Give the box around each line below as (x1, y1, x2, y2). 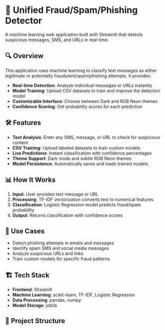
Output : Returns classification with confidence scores (12, 212, 123, 218)
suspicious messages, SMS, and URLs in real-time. (5, 37, 109, 43)
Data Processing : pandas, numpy (12, 297, 81, 303)
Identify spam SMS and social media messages (12, 246, 109, 251)
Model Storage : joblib (12, 303, 57, 308)
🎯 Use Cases (5, 227, 45, 235)
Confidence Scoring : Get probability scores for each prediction (12, 103, 143, 109)
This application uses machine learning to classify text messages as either (5, 67, 157, 74)
